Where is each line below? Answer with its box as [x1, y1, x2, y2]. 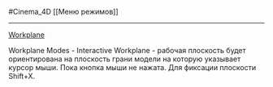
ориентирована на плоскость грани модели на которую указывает [8, 54, 241, 64]
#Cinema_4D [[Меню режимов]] [8, 7, 119, 16]
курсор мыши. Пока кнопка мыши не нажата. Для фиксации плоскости [8, 63, 257, 72]
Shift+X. [8, 72, 36, 81]
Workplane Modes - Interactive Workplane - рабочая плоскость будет [8, 46, 246, 55]
